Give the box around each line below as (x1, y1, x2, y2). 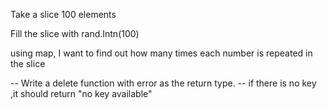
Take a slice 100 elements (10, 9, 117, 20)
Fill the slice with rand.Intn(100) (10, 28, 140, 39)
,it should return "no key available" (10, 88, 153, 99)
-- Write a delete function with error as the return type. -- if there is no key (10, 77, 317, 89)
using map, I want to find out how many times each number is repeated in (10, 47, 313, 59)
